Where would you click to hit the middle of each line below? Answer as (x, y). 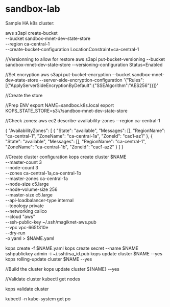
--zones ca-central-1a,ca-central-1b (43, 173)
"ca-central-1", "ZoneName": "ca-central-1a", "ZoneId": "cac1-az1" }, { (79, 136)
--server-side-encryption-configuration (81, 80)
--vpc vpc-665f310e (27, 227)
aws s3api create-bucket (31, 33)
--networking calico (26, 211)
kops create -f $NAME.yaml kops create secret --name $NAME (72, 248)
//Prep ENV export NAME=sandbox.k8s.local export (60, 105)
